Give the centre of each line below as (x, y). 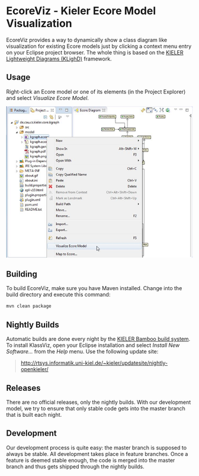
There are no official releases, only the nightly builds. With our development (99, 402)
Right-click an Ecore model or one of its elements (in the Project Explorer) (96, 91)
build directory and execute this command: (58, 295)
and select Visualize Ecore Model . (47, 98)
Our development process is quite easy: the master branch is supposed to (97, 448)
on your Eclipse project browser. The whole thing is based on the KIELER (95, 52)
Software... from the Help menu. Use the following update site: (82, 352)
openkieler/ (34, 369)
